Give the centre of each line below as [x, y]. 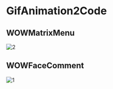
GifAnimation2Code [56, 11]
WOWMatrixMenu [40, 33]
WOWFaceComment [45, 66]
